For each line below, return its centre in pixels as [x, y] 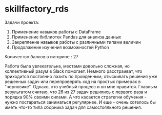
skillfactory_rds [37, 9]
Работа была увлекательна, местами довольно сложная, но [67, 66]
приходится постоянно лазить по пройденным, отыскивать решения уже [81, 76]
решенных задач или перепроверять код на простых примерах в [73, 82]
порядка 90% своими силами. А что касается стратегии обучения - [76, 97]
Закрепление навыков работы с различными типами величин [76, 42]
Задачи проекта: [22, 22]
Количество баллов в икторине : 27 [41, 56]
